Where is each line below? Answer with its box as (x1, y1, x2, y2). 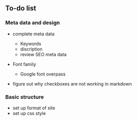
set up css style (12, 110, 46, 116)
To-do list (5, 4, 37, 13)
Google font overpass (20, 71, 66, 77)
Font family (12, 61, 37, 67)
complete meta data (12, 30, 55, 37)
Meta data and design (5, 19, 60, 26)
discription (20, 46, 43, 52)
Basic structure (5, 93, 44, 100)
